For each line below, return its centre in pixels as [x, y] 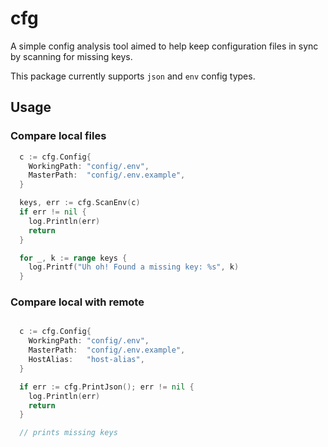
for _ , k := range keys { [73, 258]
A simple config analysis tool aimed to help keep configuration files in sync [164, 46]
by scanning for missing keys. [71, 56]
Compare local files [58, 136]
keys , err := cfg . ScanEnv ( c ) [80, 203]
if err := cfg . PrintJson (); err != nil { [107, 387]
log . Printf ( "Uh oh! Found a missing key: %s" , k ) [134, 267]
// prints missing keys [68, 433]
